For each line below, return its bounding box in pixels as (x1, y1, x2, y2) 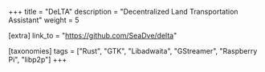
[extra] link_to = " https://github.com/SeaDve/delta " (8, 31, 177, 40)
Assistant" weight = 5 (8, 15, 79, 25)
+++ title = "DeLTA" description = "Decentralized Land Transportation (8, 7, 238, 16)
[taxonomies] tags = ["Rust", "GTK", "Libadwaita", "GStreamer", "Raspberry (8, 46, 258, 55)
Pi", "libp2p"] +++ (8, 55, 67, 64)
